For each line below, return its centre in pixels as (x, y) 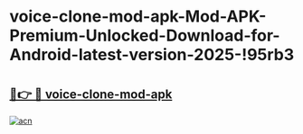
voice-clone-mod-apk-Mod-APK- (138, 17)
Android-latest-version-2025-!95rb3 (152, 55)
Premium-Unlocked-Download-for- (145, 36)
